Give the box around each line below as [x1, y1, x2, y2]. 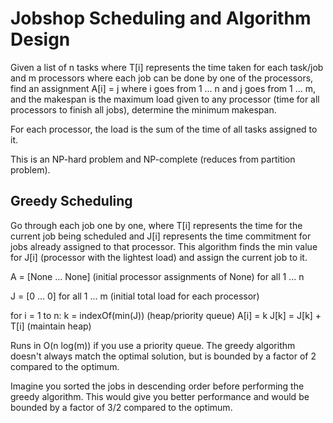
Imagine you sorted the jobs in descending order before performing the [10, 380, 305, 392]
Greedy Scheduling [10, 193, 133, 210]
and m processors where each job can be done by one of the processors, [10, 72, 314, 84]
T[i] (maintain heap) [10, 320, 92, 332]
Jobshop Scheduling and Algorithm [10, 7, 312, 30]
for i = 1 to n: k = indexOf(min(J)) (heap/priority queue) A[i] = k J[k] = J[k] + [10, 309, 322, 321]
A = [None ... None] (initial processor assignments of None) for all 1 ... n [10, 270, 305, 282]
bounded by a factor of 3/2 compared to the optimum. [10, 401, 233, 413]
